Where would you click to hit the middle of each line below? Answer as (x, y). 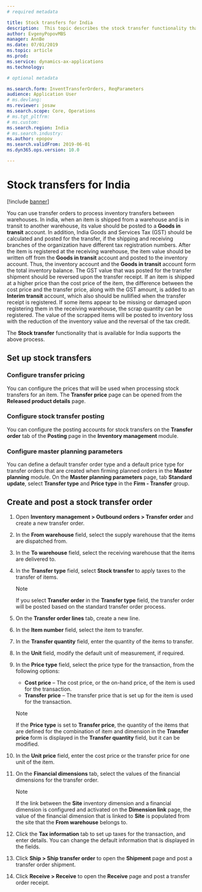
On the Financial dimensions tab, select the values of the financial (98, 773)
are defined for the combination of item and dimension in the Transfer (102, 731)
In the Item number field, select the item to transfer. (79, 630)
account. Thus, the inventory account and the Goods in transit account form (101, 264)
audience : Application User (42, 94)
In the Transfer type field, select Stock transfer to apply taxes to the (100, 570)
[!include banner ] (28, 201)
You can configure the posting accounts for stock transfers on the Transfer (100, 430)
